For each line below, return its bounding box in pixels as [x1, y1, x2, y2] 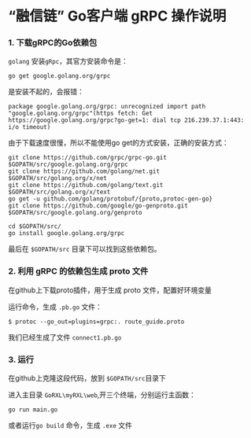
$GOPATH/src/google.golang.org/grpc [8, 160, 128, 169]
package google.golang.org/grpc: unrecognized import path [8, 103, 206, 111]
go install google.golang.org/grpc [8, 230, 125, 237]
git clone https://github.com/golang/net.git [8, 167, 160, 175]
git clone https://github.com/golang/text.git [8, 182, 164, 190]
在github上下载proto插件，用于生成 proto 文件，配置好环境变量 [8, 285, 212, 295]
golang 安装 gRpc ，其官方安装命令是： [8, 57, 128, 66]
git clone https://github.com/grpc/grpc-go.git [8, 154, 168, 162]
